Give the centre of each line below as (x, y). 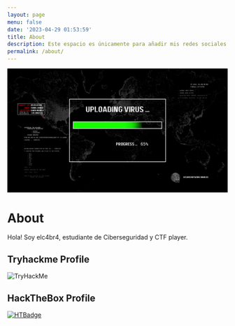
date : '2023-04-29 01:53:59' (50, 29)
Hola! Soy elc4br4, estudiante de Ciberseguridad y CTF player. (98, 237)
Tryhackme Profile (48, 259)
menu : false (24, 22)
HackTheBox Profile (51, 298)
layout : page (26, 15)
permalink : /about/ (36, 52)
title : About (26, 37)
